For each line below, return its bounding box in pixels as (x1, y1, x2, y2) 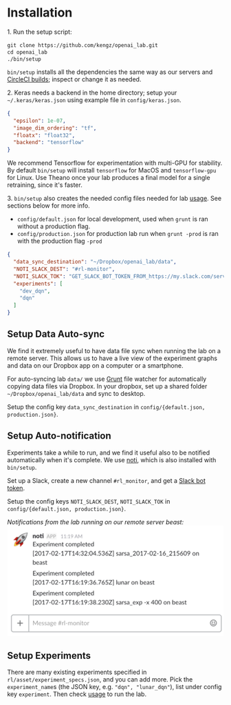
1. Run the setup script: (7, 28, 72, 36)
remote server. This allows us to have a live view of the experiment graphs (7, 354, 218, 362)
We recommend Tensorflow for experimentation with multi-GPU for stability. (7, 159, 223, 167)
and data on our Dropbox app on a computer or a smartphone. (7, 361, 184, 370)
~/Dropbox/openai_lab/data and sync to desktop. (7, 389, 146, 397)
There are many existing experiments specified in (7, 668, 147, 676)
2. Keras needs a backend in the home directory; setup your (7, 88, 177, 97)
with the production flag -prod (16, 237, 102, 246)
